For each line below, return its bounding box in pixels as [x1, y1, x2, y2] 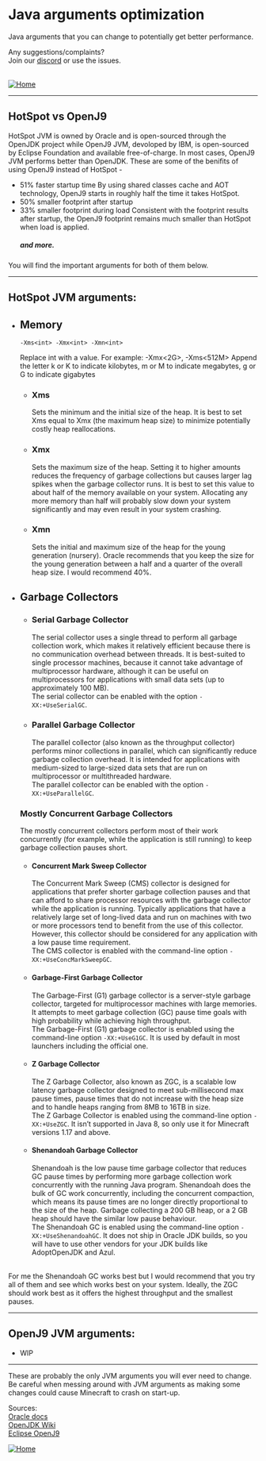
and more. [19, 240, 55, 250]
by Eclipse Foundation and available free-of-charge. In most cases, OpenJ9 [8, 148, 256, 157]
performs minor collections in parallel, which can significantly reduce [31, 746, 257, 755]
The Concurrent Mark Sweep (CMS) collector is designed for [31, 879, 230, 888]
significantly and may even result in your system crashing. [31, 504, 222, 513]
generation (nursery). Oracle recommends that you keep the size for [31, 550, 255, 560]
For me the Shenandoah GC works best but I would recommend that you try [8, 1271, 256, 1281]
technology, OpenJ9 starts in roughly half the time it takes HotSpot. [19, 188, 240, 198]
